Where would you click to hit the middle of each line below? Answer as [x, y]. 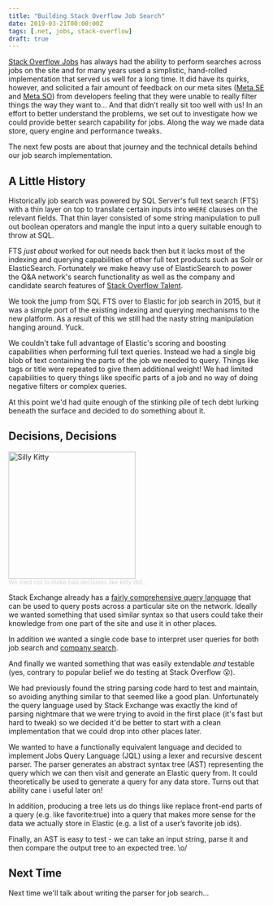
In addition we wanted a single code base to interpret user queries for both [134, 639]
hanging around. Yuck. [46, 327]
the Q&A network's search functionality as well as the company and [122, 277]
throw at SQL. [31, 235]
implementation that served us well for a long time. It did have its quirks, [129, 79]
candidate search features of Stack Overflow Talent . [96, 286]
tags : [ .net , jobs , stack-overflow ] [70, 31]
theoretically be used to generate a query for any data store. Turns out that [134, 781]
